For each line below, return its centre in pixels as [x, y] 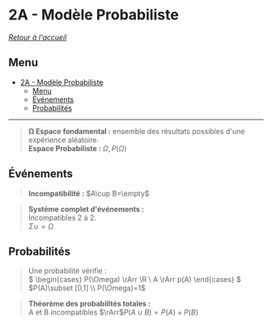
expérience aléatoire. [64, 140]
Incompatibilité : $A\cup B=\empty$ [89, 193]
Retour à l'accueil [38, 37]
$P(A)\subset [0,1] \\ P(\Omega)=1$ [87, 288]
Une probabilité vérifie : [67, 271]
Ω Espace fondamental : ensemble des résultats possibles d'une [136, 131]
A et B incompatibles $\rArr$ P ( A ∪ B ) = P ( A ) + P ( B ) [113, 312]
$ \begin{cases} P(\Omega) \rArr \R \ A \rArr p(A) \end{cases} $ [134, 280]
